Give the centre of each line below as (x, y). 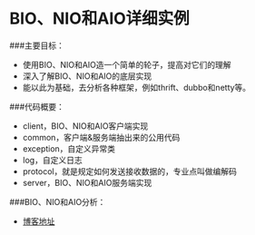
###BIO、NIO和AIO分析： (58, 201)
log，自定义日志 (53, 160)
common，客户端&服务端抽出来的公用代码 (101, 137)
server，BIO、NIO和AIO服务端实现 (87, 182)
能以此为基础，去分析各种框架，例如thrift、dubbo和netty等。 (137, 87)
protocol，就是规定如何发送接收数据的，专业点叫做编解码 (130, 171)
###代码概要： (37, 106)
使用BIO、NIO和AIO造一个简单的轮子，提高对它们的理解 (127, 64)
